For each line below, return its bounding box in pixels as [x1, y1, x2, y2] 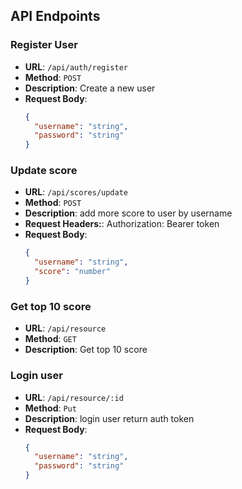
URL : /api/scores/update [24, 186, 128, 198]
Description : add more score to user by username [24, 207, 233, 219]
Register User [10, 38, 78, 52]
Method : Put [24, 402, 77, 414]
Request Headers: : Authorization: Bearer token [24, 218, 220, 230]
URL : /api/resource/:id [24, 391, 124, 403]
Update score [10, 164, 78, 178]
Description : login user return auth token [24, 412, 195, 424]
